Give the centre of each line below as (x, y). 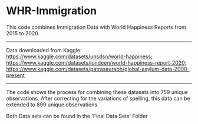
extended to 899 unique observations (52, 105)
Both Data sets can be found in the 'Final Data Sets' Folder (77, 116)
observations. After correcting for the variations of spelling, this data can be (98, 98)
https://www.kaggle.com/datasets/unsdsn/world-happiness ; (80, 56)
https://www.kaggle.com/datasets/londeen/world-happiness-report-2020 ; (96, 62)
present (16, 75)
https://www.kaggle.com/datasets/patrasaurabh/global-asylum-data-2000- (98, 69)
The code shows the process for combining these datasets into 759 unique (97, 92)
